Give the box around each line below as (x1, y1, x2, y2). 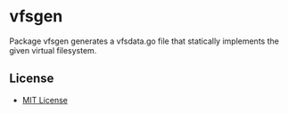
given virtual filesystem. (9, 45, 97, 55)
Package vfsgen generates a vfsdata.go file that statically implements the (9, 36, 279, 46)
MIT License (21, 94, 69, 105)
